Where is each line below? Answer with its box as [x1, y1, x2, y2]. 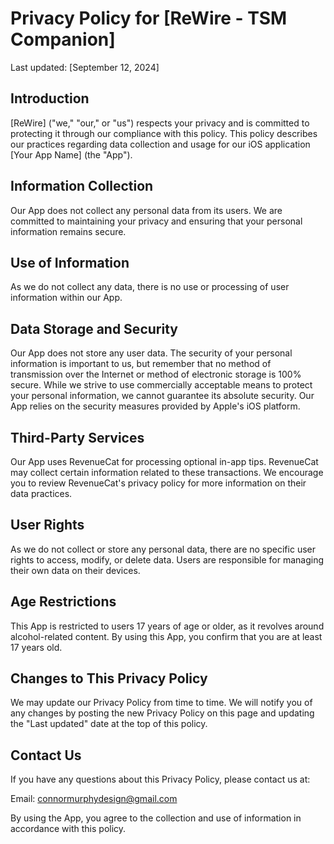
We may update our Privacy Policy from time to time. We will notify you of [10, 697, 313, 709]
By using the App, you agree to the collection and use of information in [10, 812, 302, 824]
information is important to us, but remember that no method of [10, 358, 272, 370]
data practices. [10, 488, 73, 499]
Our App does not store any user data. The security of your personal [10, 347, 293, 359]
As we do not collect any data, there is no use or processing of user [10, 281, 290, 293]
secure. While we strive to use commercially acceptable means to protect [10, 379, 313, 391]
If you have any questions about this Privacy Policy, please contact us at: [10, 773, 311, 786]
